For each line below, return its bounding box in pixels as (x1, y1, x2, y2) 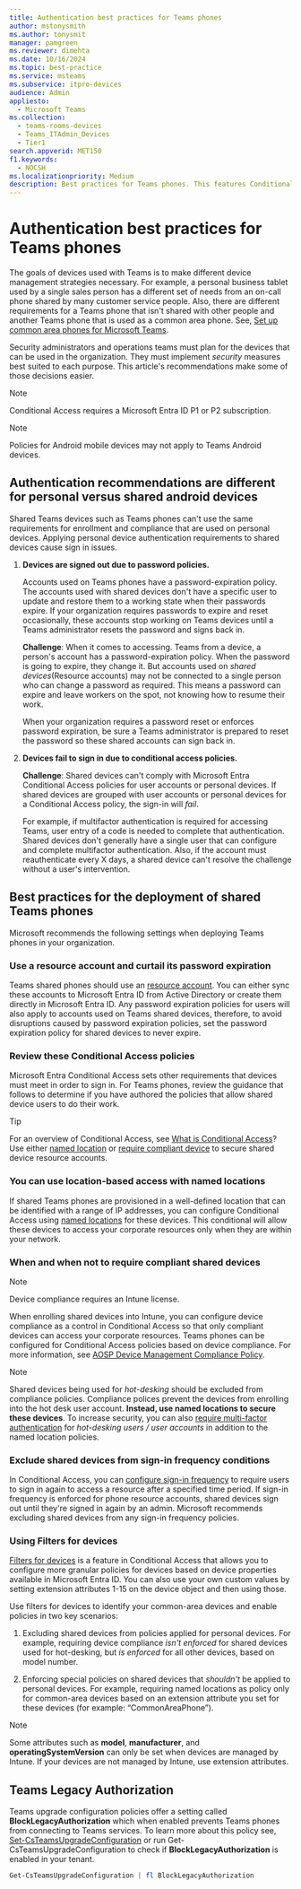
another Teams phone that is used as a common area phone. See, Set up (9, 315, 279, 326)
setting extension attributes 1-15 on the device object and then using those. (9, 1584, 287, 1595)
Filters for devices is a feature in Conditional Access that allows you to (9, 1555, 269, 1566)
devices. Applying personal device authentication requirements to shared (9, 532, 279, 543)
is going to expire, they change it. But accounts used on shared (21, 660, 257, 671)
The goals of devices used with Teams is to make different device (9, 267, 252, 278)
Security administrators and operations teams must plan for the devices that (9, 342, 290, 353)
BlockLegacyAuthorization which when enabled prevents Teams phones (9, 1815, 280, 1826)
